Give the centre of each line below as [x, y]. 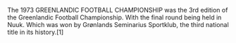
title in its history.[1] [36, 32]
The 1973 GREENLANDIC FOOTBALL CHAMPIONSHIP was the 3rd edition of [118, 10]
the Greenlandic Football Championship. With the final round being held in [114, 17]
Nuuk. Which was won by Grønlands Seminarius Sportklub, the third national [118, 25]
